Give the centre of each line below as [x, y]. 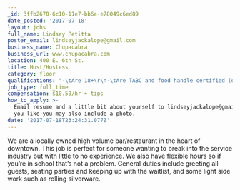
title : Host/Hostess [38, 67]
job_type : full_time [38, 87]
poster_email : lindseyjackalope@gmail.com [71, 41]
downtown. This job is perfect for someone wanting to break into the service [120, 148]
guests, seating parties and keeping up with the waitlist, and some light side [119, 171]
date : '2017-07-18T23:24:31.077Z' [59, 120]
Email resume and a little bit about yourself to [89, 107]
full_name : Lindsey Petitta [49, 34]
